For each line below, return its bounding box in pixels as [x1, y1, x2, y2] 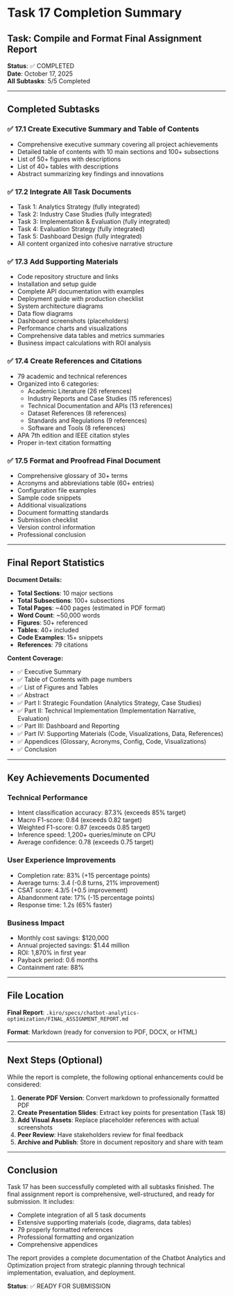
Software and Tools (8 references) [27, 423, 126, 432]
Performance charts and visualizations [17, 324, 128, 332]
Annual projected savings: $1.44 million [17, 941, 130, 949]
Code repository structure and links [17, 273, 119, 281]
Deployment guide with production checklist [17, 295, 144, 303]
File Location [7, 990, 64, 1002]
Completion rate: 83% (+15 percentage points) [17, 871, 150, 879]
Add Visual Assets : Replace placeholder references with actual [17, 1116, 199, 1124]
